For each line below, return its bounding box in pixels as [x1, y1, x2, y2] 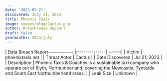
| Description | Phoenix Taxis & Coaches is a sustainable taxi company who [5, 59, 160, 65]
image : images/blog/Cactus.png [5, 21, 70, 26]
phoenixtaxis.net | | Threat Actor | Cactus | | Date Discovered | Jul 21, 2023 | [5, 54, 163, 60]
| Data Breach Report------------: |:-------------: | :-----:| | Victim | [5, 48, 142, 55]
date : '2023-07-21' [5, 7, 46, 12]
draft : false [5, 30, 32, 35]
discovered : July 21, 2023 [5, 12, 61, 17]
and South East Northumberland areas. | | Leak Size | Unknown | [5, 70, 138, 76]
